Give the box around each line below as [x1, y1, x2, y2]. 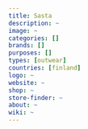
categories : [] [8, 34, 60, 42]
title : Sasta [8, 11, 52, 20]
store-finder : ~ [8, 94, 63, 102]
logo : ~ [8, 71, 35, 79]
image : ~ [8, 26, 38, 34]
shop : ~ [8, 86, 35, 95]
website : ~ [8, 79, 45, 87]
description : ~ [8, 19, 60, 27]
